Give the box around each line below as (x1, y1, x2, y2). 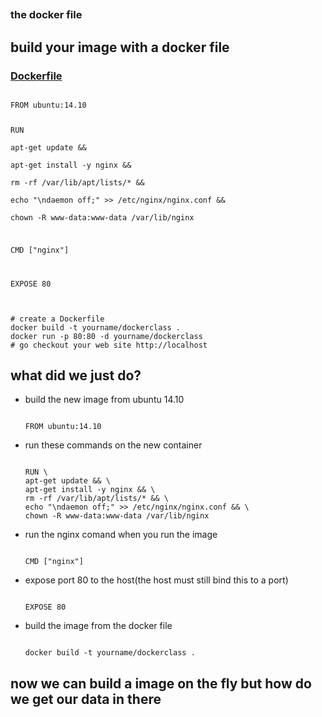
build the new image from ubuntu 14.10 (24, 394, 185, 406)
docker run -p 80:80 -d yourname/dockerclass (10, 331, 203, 341)
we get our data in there (10, 690, 162, 708)
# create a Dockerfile (10, 314, 105, 324)
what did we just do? (10, 367, 142, 384)
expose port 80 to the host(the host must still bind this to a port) (24, 574, 289, 586)
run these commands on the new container (24, 439, 203, 451)
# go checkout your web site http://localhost (10, 340, 208, 350)
